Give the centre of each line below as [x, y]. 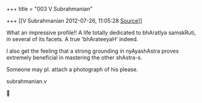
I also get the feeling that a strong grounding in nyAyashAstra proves [93, 51]
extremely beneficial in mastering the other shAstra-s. [74, 57]
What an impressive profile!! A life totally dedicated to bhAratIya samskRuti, [101, 32]
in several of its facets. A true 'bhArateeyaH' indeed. [73, 39]
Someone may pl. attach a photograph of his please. [72, 69]
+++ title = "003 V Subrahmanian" [50, 9]
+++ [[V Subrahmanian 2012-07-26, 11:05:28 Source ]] [74, 21]
